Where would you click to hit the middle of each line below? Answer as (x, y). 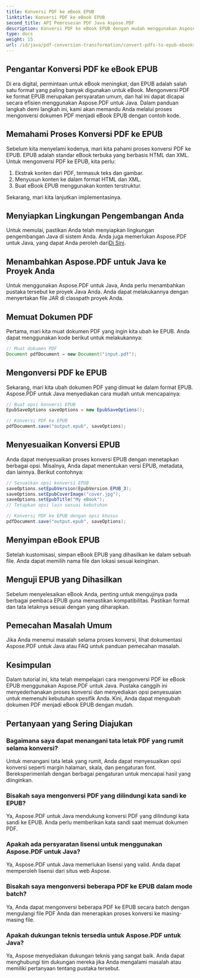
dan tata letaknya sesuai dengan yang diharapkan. (68, 606)
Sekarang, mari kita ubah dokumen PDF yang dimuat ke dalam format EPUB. (100, 387)
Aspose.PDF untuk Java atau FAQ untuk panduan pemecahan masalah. (93, 646)
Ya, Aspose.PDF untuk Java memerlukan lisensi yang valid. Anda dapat (93, 864)
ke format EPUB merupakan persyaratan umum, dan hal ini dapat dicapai (95, 96)
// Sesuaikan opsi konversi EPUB (48, 483)
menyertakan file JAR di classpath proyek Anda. (65, 298)
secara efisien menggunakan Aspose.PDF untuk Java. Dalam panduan (92, 103)
